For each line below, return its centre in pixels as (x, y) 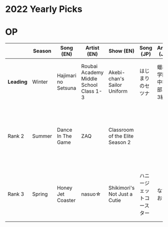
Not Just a (120, 194)
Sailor (115, 85)
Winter (40, 82)
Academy (92, 72)
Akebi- (117, 72)
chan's (116, 79)
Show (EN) (121, 51)
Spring (40, 194)
